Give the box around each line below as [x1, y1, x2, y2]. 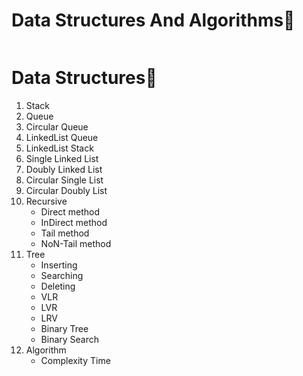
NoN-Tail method [40, 237, 112, 249]
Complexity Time [40, 354, 111, 366]
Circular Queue [25, 120, 89, 133]
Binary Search [40, 333, 100, 345]
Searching [40, 269, 84, 281]
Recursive [25, 195, 68, 207]
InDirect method [40, 216, 108, 228]
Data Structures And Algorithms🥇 [11, 9, 296, 32]
